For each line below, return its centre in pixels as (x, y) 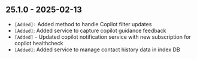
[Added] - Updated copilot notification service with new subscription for (102, 37)
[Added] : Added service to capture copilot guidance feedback (90, 30)
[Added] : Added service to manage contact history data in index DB (97, 49)
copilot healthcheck (39, 43)
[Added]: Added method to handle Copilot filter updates (83, 24)
